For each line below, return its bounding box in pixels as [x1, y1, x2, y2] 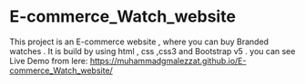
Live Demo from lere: [9, 55, 88, 66]
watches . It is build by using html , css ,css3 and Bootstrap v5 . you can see [9, 45, 296, 56]
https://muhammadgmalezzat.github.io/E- [89, 55, 247, 66]
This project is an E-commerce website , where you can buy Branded [9, 36, 269, 47]
